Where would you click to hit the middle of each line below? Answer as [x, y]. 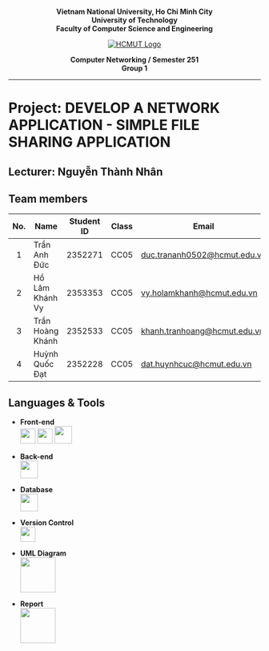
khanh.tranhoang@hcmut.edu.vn [202, 331]
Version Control [47, 523]
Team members [48, 198]
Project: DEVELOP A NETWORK [114, 108]
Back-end [36, 457]
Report [32, 604]
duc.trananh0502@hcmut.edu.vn [203, 255]
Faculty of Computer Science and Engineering [134, 28]
